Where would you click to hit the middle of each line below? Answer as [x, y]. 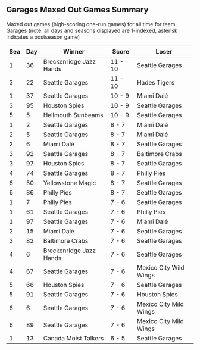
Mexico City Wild [160, 267]
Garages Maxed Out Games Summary [77, 10]
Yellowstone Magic [70, 183]
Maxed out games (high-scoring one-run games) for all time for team [91, 24]
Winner [74, 51]
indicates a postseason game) [43, 37]
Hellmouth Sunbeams [73, 115]
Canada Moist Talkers [74, 338]
